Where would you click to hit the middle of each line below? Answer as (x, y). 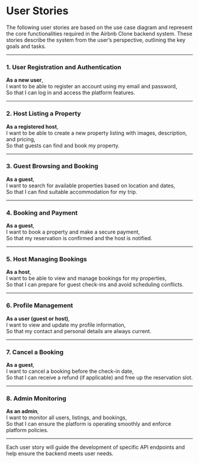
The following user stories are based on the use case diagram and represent (99, 27)
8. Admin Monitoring (36, 398)
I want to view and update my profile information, (66, 325)
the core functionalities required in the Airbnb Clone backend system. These (99, 33)
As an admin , (23, 411)
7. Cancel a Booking (35, 352)
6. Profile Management (40, 305)
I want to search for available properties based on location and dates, (91, 186)
